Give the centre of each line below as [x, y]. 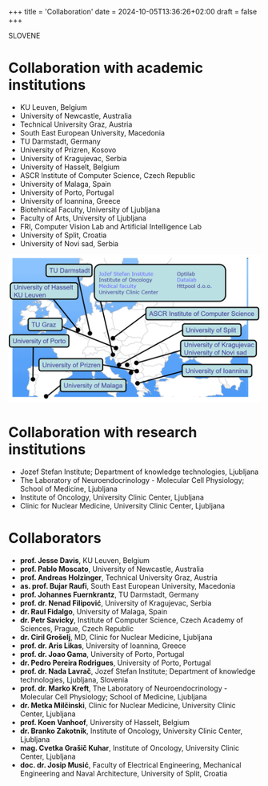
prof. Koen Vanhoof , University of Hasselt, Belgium [104, 723]
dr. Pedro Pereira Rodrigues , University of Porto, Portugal [115, 663]
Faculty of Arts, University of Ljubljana [83, 218]
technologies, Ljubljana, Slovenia [74, 680]
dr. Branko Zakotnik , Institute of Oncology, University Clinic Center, [131, 731]
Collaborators [55, 539]
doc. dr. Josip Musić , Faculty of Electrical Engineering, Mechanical [130, 765]
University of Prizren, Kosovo [68, 150]
